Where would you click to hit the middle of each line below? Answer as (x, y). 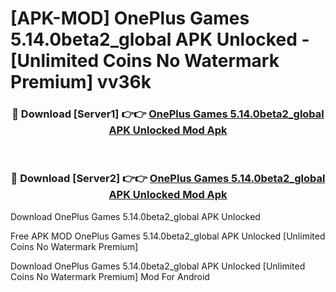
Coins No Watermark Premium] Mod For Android (110, 276)
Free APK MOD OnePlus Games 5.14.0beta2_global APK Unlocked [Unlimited (168, 236)
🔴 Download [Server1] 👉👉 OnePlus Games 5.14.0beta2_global (168, 114)
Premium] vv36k (81, 82)
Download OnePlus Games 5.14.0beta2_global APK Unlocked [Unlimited (158, 266)
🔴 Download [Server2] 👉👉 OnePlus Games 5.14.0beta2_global (168, 179)
